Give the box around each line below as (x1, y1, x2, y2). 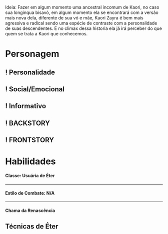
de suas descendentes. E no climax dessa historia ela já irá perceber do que (5, 25, 162, 31)
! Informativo (5, 102, 46, 110)
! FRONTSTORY (5, 136, 54, 144)
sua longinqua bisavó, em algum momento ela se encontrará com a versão (5, 9, 158, 15)
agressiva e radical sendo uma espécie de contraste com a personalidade (5, 20, 157, 26)
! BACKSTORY (5, 119, 50, 127)
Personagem (5, 48, 59, 59)
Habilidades (5, 156, 56, 167)
